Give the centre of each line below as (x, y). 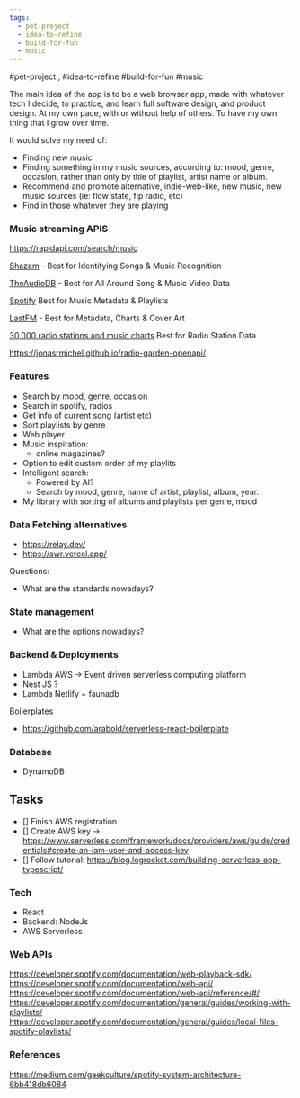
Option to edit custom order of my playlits (99, 463)
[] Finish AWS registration (70, 821)
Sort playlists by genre (64, 425)
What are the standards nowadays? (88, 589)
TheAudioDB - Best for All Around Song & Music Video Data (120, 283)
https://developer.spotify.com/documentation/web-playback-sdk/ (131, 974)
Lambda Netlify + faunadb (71, 693)
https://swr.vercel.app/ (65, 553)
